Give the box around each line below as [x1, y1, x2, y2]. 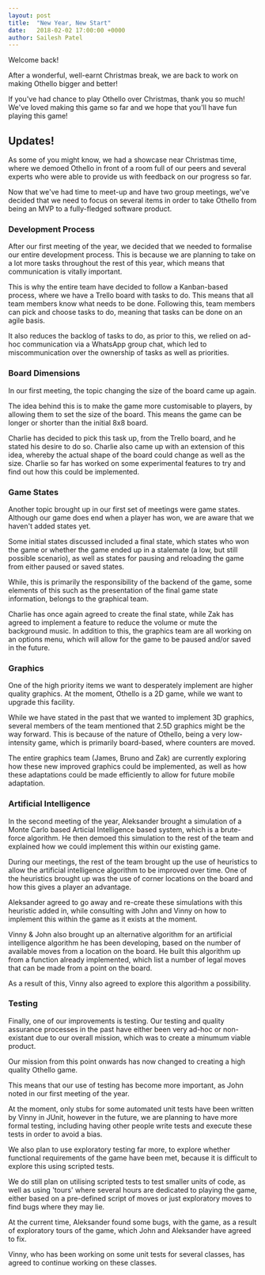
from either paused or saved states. [8, 562, 125, 571]
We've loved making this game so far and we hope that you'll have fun [8, 103, 237, 112]
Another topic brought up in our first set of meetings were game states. [8, 504, 240, 514]
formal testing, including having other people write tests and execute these [8, 1121, 252, 1130]
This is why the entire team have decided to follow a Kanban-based [8, 282, 228, 292]
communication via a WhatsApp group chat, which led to [22, 339, 207, 349]
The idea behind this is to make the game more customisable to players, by [8, 401, 253, 410]
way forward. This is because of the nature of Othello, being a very [8, 729, 227, 740]
